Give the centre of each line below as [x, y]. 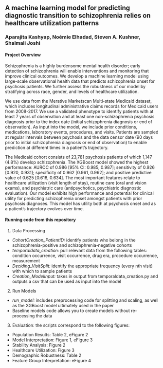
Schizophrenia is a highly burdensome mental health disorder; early [73, 66]
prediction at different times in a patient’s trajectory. [57, 147]
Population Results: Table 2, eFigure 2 [50, 334]
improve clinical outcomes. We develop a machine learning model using [77, 76]
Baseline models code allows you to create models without [71, 311]
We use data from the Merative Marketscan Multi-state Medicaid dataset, [78, 101]
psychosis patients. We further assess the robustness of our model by [75, 86]
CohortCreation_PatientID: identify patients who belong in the [74, 240]
